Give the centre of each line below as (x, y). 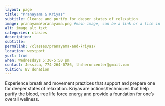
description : (19, 37)
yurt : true (16, 55)
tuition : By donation (27, 70)
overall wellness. (22, 99)
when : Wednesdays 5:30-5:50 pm (37, 60)
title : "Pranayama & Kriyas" (35, 14)
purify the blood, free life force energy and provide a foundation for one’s (80, 94)
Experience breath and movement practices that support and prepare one (80, 83)
